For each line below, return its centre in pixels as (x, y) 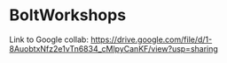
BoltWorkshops (68, 15)
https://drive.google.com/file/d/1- (151, 39)
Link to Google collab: (49, 39)
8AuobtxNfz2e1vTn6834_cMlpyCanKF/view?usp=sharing (114, 48)
